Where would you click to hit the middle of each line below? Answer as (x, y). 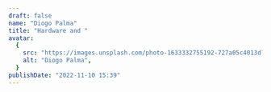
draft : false (30, 16)
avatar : (21, 38)
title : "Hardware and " (48, 30)
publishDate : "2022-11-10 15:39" (65, 75)
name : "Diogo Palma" (43, 23)
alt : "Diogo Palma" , (57, 61)
